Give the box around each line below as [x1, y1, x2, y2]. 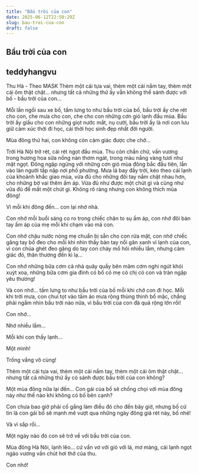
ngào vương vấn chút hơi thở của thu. [6, 450, 97, 457]
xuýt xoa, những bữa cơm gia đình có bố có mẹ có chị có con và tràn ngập [6, 269, 187, 276]
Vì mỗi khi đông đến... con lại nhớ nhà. [6, 203, 99, 211]
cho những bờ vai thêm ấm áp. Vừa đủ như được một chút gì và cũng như [6, 179, 184, 186]
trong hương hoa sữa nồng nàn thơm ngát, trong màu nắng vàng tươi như [6, 155, 183, 162]
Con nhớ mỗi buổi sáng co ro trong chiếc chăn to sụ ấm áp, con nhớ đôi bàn [6, 215, 191, 222]
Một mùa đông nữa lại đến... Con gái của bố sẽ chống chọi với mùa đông [6, 386, 183, 393]
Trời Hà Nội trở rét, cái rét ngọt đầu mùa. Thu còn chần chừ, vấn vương [6, 148, 178, 155]
